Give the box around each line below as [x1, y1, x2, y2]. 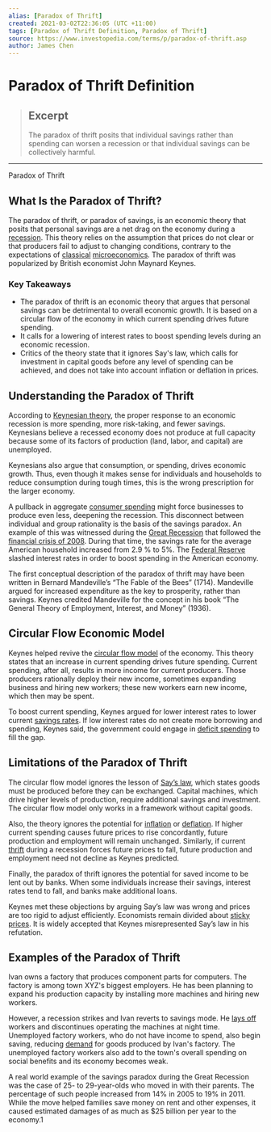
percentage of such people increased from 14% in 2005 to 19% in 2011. [8, 1089, 246, 1099]
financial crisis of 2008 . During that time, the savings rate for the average [8, 537, 252, 546]
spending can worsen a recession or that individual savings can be [27, 139, 250, 149]
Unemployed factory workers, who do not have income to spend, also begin [8, 1031, 261, 1041]
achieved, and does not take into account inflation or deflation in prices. [19, 365, 260, 376]
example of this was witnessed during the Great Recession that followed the [8, 528, 261, 537]
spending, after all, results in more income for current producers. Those [8, 665, 247, 675]
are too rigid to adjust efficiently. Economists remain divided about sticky [8, 910, 250, 919]
